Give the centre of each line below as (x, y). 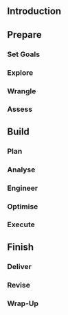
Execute (21, 224)
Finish (21, 247)
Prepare (25, 35)
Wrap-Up (23, 303)
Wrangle (22, 91)
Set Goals (23, 54)
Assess (20, 109)
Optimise (23, 207)
